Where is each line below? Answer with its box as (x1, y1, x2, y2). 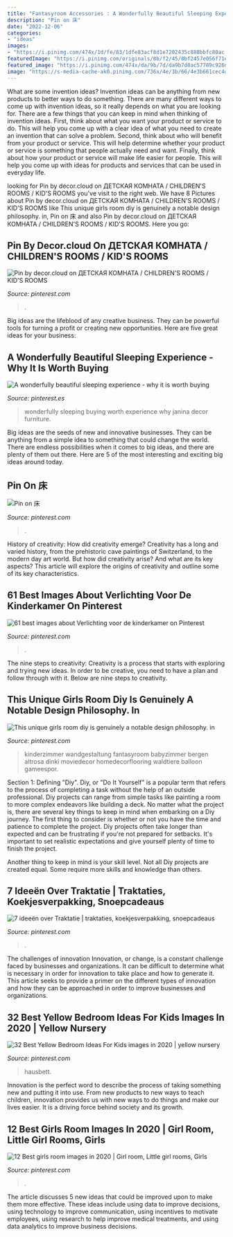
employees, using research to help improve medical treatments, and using (7, 1215, 218, 1223)
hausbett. (24, 1068, 52, 1076)
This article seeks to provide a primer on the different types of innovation (7, 976, 216, 985)
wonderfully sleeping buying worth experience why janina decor (24, 407, 208, 416)
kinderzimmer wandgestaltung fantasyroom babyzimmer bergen (24, 750, 209, 758)
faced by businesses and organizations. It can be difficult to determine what (7, 962, 225, 970)
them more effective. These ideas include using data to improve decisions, (7, 1200, 221, 1208)
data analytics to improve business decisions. (7, 1222, 137, 1230)
